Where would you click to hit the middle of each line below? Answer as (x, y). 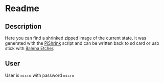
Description (23, 26)
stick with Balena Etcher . (30, 48)
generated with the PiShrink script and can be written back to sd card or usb (82, 43)
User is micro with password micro (40, 75)
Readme (22, 8)
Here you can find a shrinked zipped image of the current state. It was (76, 38)
